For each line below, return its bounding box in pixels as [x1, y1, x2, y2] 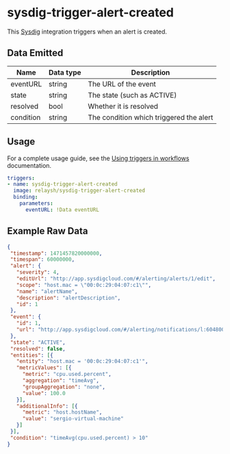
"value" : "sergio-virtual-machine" [22, 416, 125, 423]
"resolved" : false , [10, 345, 66, 352]
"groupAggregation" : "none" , [22, 383, 106, 390]
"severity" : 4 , [16, 269, 60, 276]
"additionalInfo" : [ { [16, 403, 78, 409]
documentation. [7, 161, 52, 169]
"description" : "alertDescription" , [16, 294, 121, 301]
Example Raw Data [7, 225, 88, 237]
